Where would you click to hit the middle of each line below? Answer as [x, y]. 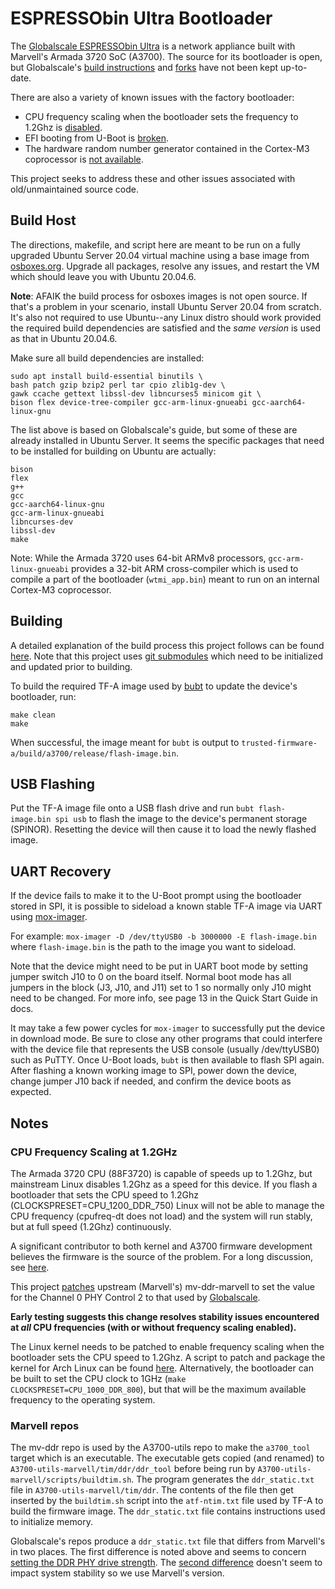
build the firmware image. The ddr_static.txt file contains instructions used [168, 1511]
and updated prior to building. [71, 666]
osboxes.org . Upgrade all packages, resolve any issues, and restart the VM [165, 266]
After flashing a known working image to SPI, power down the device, [154, 1071]
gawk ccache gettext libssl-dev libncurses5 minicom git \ [136, 393]
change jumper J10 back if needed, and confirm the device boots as [151, 1081]
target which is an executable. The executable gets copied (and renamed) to [167, 1458]
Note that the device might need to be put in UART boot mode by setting [159, 966]
